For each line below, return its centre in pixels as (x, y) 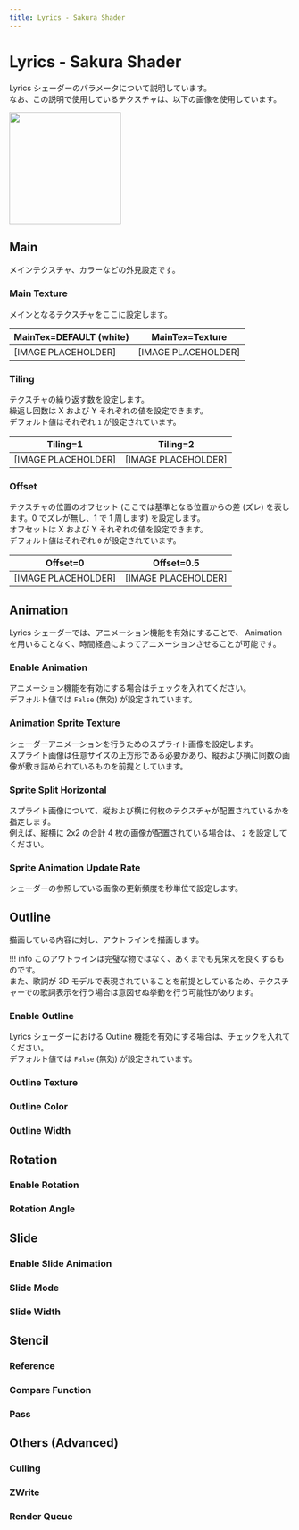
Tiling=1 (65, 444)
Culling (25, 1468)
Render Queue (41, 1516)
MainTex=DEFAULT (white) (71, 336)
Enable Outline (42, 1016)
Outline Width (40, 1131)
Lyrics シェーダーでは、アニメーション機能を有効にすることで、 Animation (146, 633)
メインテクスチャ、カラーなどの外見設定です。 (95, 270)
